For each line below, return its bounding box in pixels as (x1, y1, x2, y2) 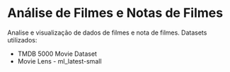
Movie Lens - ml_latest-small (17, 56, 102, 65)
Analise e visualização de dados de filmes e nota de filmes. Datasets (7, 28, 207, 37)
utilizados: (7, 35, 38, 44)
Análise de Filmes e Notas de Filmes (7, 5, 224, 21)
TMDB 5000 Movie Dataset (17, 49, 98, 58)
